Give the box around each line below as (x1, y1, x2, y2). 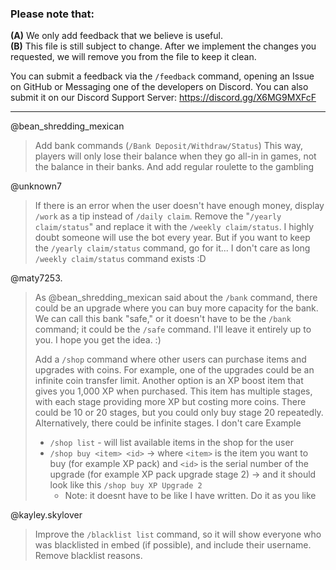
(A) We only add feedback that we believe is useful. (10, 30, 223, 42)
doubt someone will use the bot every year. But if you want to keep (34, 232, 311, 244)
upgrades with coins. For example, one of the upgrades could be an (34, 364, 315, 376)
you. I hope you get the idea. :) (34, 334, 162, 346)
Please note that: (10, 7, 95, 21)
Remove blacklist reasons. (34, 550, 143, 562)
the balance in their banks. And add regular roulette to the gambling (34, 161, 315, 173)
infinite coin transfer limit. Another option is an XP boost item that (34, 375, 304, 387)
